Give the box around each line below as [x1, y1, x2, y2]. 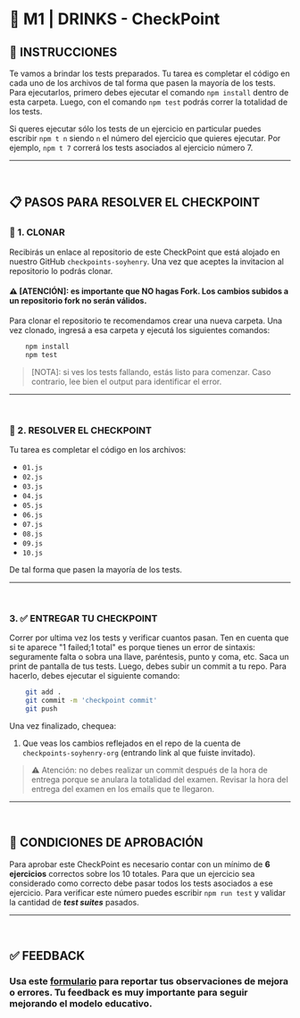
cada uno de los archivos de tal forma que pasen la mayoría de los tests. [9, 78, 276, 88]
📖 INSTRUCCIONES [9, 45, 118, 60]
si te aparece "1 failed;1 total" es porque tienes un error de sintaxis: [9, 642, 256, 653]
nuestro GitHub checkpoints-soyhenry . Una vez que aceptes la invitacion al [9, 255, 284, 267]
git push [25, 704, 58, 713]
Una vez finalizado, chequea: [9, 720, 117, 731]
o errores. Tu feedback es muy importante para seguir [9, 986, 248, 998]
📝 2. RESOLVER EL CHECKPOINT [9, 424, 152, 437]
